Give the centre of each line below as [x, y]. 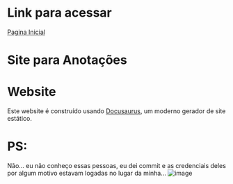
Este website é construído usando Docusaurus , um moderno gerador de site [116, 111]
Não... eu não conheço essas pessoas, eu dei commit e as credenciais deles [116, 166]
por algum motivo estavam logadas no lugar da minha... [87, 173]
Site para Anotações [67, 60]
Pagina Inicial [26, 32]
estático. [20, 119]
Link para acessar [60, 13]
